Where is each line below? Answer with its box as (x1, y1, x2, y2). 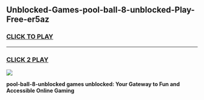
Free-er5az (6, 15, 50, 25)
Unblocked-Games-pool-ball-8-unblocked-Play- (6, 5, 195, 15)
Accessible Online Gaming (6, 87, 75, 94)
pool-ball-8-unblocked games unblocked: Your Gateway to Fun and (6, 80, 180, 87)
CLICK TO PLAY (6, 33, 53, 41)
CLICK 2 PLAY (6, 55, 49, 64)
